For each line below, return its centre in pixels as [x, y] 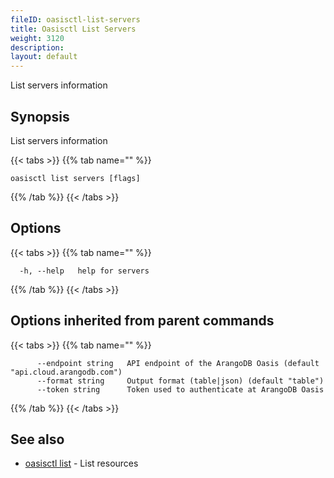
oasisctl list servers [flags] [75, 178]
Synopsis [40, 116]
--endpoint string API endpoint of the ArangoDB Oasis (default [178, 363]
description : [37, 47]
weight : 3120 [37, 38]
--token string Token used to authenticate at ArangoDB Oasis [180, 389]
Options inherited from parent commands [142, 321]
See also [37, 439]
